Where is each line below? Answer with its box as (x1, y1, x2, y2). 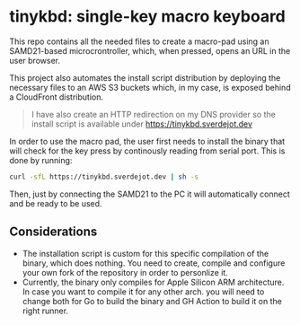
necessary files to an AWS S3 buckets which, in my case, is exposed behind (9, 82, 291, 92)
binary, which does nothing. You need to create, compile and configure (22, 258, 286, 268)
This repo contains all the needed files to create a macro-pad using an (9, 36, 269, 47)
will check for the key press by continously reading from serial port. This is (9, 145, 286, 156)
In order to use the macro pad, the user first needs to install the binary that (9, 136, 286, 146)
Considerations (9, 224, 98, 240)
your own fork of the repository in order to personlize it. (22, 267, 229, 277)
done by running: (9, 154, 73, 165)
